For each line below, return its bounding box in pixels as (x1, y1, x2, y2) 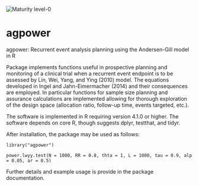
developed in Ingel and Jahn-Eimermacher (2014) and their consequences (6, 82, 188, 89)
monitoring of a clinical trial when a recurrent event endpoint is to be (6, 70, 174, 77)
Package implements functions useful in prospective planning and (6, 63, 168, 70)
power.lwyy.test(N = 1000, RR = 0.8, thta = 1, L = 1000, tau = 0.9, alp (6, 152, 193, 158)
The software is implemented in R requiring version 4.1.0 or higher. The (6, 113, 179, 120)
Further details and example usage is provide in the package (6, 168, 154, 175)
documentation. (6, 174, 45, 181)
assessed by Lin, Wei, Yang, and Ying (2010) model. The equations (6, 76, 169, 83)
